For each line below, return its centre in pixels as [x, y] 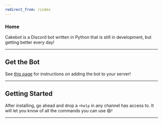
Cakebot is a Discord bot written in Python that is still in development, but [78, 37]
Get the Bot [22, 62]
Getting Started [29, 94]
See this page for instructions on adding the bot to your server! [68, 74]
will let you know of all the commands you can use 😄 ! [59, 110]
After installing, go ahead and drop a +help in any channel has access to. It [80, 105]
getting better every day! [30, 42]
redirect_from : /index [28, 9]
